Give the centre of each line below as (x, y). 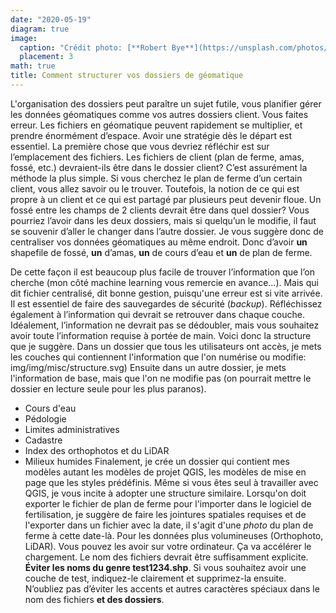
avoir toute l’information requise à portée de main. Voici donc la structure (161, 335)
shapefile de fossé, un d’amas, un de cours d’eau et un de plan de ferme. (161, 252)
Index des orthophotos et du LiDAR (97, 450)
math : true (33, 66)
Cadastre (43, 440)
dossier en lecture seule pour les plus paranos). (108, 388)
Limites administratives (72, 429)
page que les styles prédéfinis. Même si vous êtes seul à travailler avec (171, 482)
